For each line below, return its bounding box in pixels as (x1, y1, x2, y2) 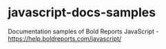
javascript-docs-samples (8, 5, 156, 20)
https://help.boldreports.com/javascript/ (8, 34, 122, 42)
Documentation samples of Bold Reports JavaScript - (8, 27, 159, 35)
